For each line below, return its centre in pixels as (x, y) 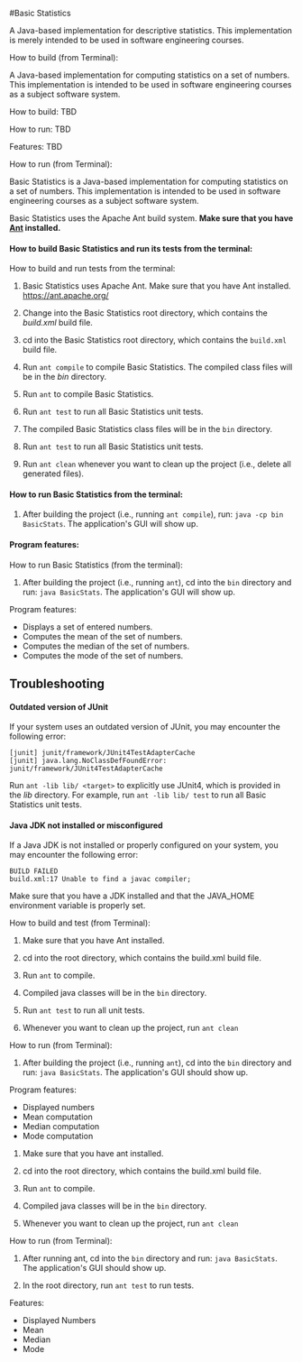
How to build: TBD (43, 111)
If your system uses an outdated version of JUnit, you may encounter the (145, 727)
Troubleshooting (57, 684)
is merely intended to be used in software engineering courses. (127, 40)
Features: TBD (36, 147)
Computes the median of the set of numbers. (106, 646)
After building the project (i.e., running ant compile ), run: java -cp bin (153, 514)
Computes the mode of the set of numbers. (103, 655)
